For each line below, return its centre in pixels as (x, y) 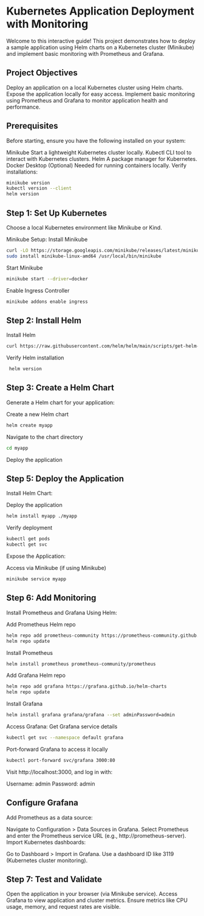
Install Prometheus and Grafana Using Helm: (62, 612)
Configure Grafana (42, 803)
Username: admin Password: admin (51, 784)
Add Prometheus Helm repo (41, 624)
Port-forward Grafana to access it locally (57, 749)
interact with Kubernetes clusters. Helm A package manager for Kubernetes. (102, 158)
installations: (22, 172)
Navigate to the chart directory (45, 437)
